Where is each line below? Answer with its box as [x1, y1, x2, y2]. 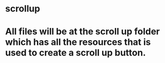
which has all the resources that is [5, 36, 151, 48]
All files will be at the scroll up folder [5, 26, 160, 37]
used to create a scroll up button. [5, 47, 146, 58]
